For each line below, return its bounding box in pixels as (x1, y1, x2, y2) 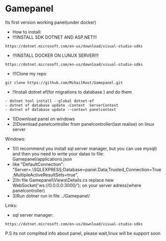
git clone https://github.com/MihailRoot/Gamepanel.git (5, 80, 123, 85)
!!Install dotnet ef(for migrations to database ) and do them (12, 89, 132, 95)
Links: (5, 202, 17, 208)
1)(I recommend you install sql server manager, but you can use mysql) (12, 145, 157, 151)
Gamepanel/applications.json (12, 156, 72, 162)
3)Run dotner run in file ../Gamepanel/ (12, 193, 90, 198)
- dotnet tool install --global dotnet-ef (5, 98, 94, 103)
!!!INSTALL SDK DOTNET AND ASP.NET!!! (12, 34, 97, 40)
